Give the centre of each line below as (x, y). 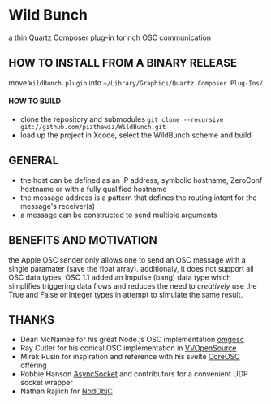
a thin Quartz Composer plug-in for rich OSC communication (110, 37)
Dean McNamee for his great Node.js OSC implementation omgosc (132, 340)
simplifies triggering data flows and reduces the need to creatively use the (133, 285)
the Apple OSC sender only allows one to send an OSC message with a (127, 260)
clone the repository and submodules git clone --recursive (122, 119)
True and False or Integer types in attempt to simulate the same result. (126, 294)
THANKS (32, 320)
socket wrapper (46, 383)
